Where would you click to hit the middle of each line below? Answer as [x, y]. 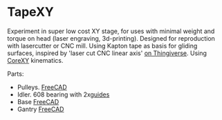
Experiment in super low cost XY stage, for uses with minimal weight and [111, 31]
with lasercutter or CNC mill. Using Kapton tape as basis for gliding [102, 46]
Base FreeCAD [38, 101]
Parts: [16, 74]
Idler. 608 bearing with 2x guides [63, 94]
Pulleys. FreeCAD [42, 87]
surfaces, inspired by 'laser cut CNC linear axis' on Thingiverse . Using [107, 53]
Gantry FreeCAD [40, 109]
